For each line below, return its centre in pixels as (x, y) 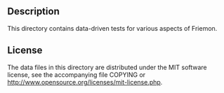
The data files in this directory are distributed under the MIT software (107, 67)
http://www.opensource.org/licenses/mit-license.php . (85, 82)
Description (33, 12)
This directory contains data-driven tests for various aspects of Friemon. (112, 28)
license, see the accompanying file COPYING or (77, 74)
